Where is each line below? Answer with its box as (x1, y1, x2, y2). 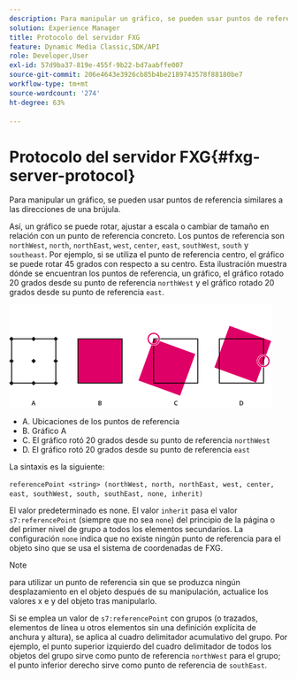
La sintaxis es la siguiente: (9, 462, 105, 472)
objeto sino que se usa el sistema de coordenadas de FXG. (9, 543, 224, 553)
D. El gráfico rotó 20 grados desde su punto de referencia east (21, 445, 250, 455)
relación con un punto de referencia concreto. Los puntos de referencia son (9, 231, 286, 241)
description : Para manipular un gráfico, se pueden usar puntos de (9, 14, 263, 23)
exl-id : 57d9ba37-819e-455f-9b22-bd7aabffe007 (9, 61, 184, 70)
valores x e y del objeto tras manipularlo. (9, 596, 157, 607)
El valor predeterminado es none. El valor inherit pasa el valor (9, 505, 238, 516)
